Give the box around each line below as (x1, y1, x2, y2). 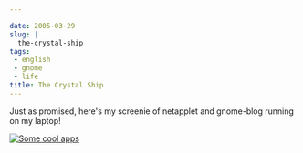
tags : (9, 46, 30, 56)
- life (13, 72, 39, 82)
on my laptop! (9, 115, 61, 126)
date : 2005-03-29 (9, 21, 76, 30)
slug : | (9, 29, 39, 39)
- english (13, 56, 51, 65)
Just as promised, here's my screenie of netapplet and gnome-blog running (9, 106, 295, 117)
